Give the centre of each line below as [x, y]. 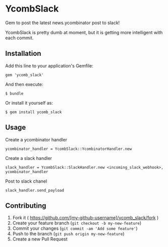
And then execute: [24, 84]
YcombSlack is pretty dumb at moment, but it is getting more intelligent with [84, 32]
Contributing [26, 205]
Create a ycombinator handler [36, 139]
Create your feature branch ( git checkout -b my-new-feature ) [77, 223]
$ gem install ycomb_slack [34, 112]
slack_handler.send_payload [35, 190]
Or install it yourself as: [29, 103]
